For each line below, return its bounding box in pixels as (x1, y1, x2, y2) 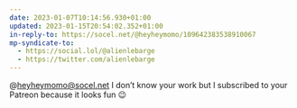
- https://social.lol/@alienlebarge (17, 47, 155, 56)
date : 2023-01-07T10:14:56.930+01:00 (9, 13, 152, 22)
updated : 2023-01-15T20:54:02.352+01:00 (9, 22, 164, 31)
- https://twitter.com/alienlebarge (17, 55, 155, 64)
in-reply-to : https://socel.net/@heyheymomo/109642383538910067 (9, 30, 256, 39)
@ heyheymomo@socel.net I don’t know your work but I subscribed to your (9, 80, 288, 90)
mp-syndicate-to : (9, 38, 75, 48)
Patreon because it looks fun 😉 (9, 89, 127, 100)
